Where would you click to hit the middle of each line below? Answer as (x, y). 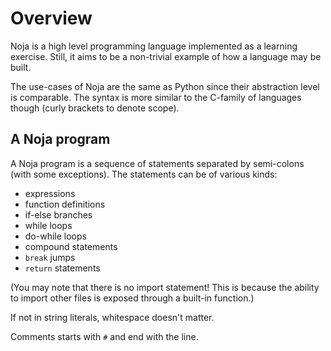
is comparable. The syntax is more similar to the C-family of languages (156, 97)
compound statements (71, 246)
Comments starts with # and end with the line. (104, 336)
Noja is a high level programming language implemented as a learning (154, 46)
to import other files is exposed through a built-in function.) (132, 298)
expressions (50, 193)
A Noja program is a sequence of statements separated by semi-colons (157, 163)
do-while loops (55, 236)
